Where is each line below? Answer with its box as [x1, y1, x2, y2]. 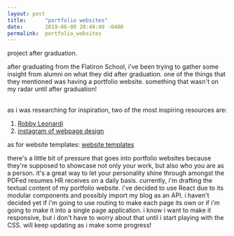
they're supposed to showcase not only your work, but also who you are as [7, 162, 224, 170]
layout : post [7, 10, 46, 18]
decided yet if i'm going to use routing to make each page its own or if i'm [7, 199, 221, 207]
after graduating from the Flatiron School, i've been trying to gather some [7, 62, 219, 71]
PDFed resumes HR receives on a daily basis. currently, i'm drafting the [7, 176, 212, 185]
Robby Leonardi [17, 120, 64, 128]
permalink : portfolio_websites [7, 29, 102, 37]
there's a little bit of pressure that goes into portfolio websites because [7, 154, 212, 162]
